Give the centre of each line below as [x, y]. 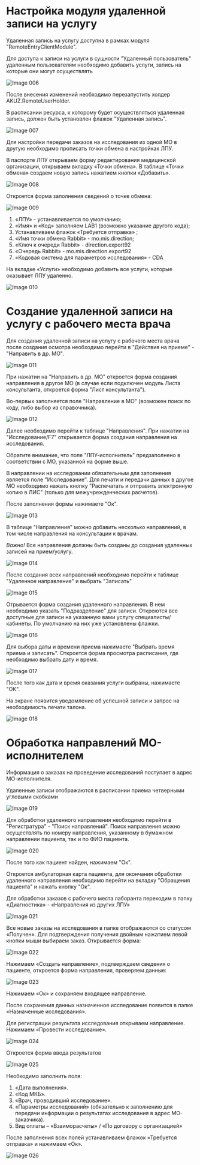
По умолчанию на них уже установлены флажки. [97, 623]
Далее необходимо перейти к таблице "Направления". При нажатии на [98, 431]
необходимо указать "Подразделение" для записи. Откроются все [92, 611]
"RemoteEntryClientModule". [42, 47]
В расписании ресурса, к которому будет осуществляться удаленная [95, 112]
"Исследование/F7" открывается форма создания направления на [92, 437]
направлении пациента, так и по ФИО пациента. [68, 839]
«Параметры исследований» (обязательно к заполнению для [94, 1107]
